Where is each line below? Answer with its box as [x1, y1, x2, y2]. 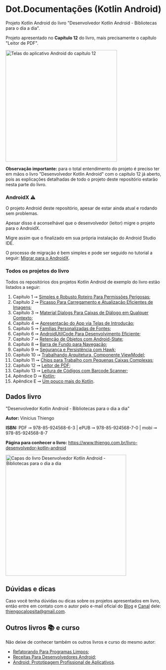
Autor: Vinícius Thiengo [5, 415, 54, 421]
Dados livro [5, 392, 41, 401]
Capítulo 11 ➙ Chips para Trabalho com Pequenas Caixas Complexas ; [12, 357, 154, 363]
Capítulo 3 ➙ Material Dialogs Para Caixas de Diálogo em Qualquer [12, 309, 149, 316]
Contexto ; [12, 315, 33, 321]
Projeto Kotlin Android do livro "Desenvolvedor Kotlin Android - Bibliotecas [5, 20, 157, 26]
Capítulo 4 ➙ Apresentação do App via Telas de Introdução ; [12, 320, 135, 326]
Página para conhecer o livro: [5, 440, 67, 446]
